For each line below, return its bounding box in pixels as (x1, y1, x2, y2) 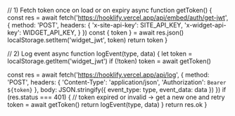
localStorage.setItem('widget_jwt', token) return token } (7, 36, 168, 44)
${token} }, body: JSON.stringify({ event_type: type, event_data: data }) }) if (7, 86, 227, 94)
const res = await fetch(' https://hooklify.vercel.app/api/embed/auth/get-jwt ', (7, 13, 229, 22)
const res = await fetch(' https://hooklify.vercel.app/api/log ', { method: (7, 70, 210, 79)
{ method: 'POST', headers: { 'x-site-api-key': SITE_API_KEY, (7, 21, 183, 29)
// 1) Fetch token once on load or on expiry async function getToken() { (7, 6, 212, 14)
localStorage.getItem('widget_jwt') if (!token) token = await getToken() (7, 57, 211, 65)
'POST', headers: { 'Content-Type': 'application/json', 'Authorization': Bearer (7, 78, 227, 86)
